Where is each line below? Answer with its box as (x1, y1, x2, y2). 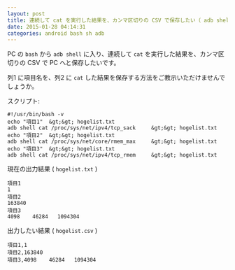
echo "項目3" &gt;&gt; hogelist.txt (7, 145, 115, 152)
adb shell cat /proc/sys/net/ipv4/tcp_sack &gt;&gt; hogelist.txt (7, 125, 218, 132)
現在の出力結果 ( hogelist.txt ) (7, 165, 98, 173)
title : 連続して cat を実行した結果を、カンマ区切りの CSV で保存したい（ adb (7, 17, 214, 24)
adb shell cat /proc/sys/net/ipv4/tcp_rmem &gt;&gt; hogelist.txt (7, 152, 218, 159)
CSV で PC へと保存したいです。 (27, 59, 120, 67)
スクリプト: (7, 97, 41, 106)
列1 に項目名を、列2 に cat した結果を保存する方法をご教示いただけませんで (7, 73, 226, 82)
